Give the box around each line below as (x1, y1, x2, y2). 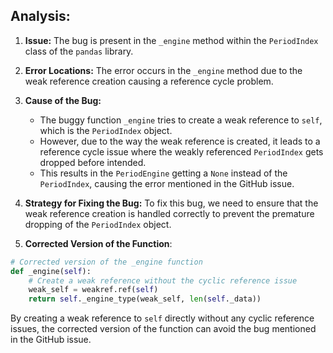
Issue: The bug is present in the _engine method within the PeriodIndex (24, 34, 319, 46)
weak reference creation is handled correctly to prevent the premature (24, 207, 315, 219)
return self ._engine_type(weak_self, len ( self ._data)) (28, 294, 262, 304)
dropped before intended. (39, 156, 147, 168)
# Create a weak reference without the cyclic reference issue (28, 275, 298, 286)
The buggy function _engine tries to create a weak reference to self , (39, 114, 323, 126)
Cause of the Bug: (24, 94, 102, 106)
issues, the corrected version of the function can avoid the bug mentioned (10, 323, 317, 335)
